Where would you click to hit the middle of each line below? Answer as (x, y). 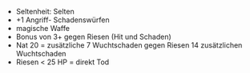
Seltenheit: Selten (45, 12)
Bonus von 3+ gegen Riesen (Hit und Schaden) (94, 36)
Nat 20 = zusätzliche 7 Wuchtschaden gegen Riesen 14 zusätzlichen (129, 45)
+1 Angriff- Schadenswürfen (62, 20)
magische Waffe (43, 28)
